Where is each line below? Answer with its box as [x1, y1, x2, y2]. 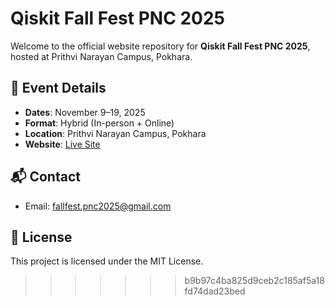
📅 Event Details [10, 80, 107, 97]
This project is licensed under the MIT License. [10, 255, 204, 267]
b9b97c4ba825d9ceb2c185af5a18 [184, 275, 325, 287]
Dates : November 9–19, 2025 [24, 106, 146, 118]
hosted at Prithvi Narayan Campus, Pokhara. [10, 50, 193, 62]
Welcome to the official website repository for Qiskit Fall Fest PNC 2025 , [10, 40, 311, 52]
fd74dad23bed [184, 285, 246, 297]
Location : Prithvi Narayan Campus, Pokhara [24, 127, 207, 139]
